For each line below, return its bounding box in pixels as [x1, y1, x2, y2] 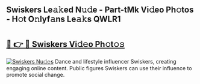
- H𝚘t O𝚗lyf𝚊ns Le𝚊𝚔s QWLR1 [6, 14, 121, 25]
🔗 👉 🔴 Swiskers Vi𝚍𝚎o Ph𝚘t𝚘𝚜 [6, 39, 125, 49]
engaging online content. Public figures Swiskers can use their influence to [6, 65, 192, 71]
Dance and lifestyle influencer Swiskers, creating [55, 58, 177, 65]
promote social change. [6, 71, 65, 78]
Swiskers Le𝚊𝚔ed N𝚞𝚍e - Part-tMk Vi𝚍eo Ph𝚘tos [6, 5, 194, 15]
